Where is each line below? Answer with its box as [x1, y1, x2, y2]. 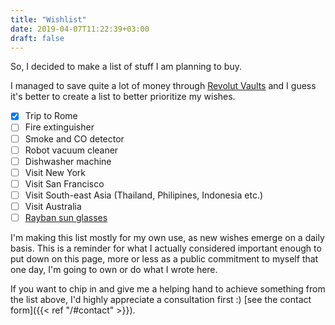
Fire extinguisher [24, 121, 95, 133]
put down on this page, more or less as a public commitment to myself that [10, 253, 319, 265]
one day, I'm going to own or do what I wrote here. [10, 264, 218, 275]
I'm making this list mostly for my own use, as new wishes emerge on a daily [10, 232, 325, 243]
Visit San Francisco [24, 177, 105, 190]
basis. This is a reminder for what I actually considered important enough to [10, 242, 322, 254]
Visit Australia [24, 200, 82, 212]
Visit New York [24, 166, 86, 178]
